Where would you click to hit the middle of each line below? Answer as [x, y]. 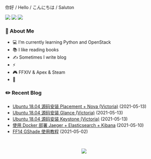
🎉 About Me [20, 31]
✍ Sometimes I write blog [39, 57]
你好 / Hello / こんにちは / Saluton [40, 7]
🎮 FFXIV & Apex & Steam [39, 72]
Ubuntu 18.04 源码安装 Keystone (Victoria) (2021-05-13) [70, 119]
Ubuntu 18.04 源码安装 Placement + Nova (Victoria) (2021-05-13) [79, 106]
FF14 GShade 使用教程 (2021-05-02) [50, 131]
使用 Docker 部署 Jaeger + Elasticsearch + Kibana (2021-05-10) [78, 125]
